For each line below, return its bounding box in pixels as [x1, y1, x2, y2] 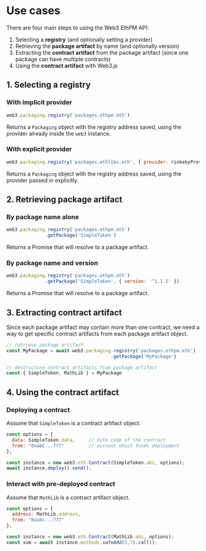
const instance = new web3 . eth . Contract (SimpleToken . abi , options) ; [6, 460, 185, 466]
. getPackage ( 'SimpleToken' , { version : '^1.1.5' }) [45, 279, 180, 285]
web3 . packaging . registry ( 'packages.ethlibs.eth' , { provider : [6, 159, 169, 165]
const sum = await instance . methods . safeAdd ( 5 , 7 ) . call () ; [6, 539, 158, 545]
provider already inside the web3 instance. [6, 129, 112, 137]
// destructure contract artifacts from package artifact [6, 364, 158, 371]
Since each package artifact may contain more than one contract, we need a [6, 323, 200, 331]
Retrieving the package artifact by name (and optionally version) [15, 42, 180, 50]
